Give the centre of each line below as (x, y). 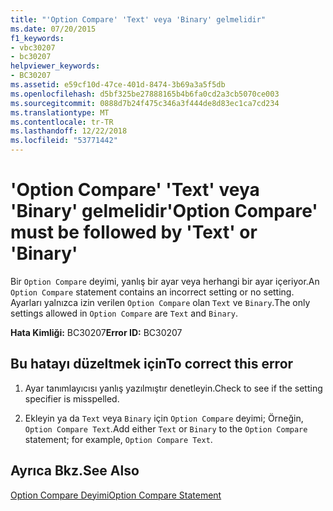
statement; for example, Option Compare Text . (118, 439)
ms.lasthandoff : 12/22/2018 (69, 131)
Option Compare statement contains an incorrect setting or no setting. (152, 292)
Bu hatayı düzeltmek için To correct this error (152, 364)
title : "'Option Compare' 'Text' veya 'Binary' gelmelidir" (138, 19)
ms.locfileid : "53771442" (64, 141)
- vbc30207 (33, 47)
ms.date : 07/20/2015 (53, 29)
